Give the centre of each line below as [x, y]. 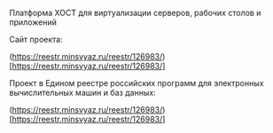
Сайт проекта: [36, 39]
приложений [33, 22]
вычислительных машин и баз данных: [83, 93]
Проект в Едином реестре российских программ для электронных [136, 83]
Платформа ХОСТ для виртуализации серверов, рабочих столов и [135, 13]
